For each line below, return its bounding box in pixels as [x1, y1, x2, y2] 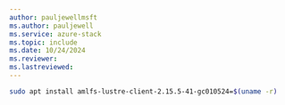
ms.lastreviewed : [9, 63, 74, 72]
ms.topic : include [9, 37, 78, 47]
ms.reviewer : [9, 54, 58, 63]
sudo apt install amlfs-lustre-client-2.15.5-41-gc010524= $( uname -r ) [9, 86, 278, 96]
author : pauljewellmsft [9, 12, 98, 22]
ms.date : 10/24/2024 [9, 46, 87, 55]
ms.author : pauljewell [9, 21, 94, 30]
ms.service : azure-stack [9, 29, 102, 38]
